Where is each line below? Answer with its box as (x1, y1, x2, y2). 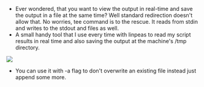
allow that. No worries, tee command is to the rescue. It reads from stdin (15, 18, 198, 25)
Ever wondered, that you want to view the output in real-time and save (15, 5, 193, 12)
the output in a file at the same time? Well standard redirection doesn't (15, 12, 193, 19)
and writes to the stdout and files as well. (15, 24, 119, 32)
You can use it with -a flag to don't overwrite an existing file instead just (15, 67, 197, 74)
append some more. (15, 74, 66, 81)
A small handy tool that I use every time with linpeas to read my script (15, 31, 191, 38)
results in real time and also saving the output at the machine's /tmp (15, 38, 187, 44)
